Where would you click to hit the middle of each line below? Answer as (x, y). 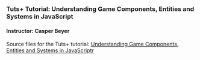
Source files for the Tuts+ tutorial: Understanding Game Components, (92, 44)
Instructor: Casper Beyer (38, 31)
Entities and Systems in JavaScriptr (50, 50)
